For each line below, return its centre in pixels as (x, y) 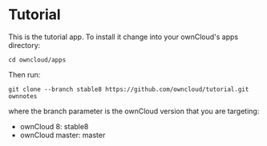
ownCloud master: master (63, 135)
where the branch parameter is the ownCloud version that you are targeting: (134, 111)
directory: (24, 45)
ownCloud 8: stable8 (54, 126)
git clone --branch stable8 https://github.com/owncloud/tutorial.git (129, 89)
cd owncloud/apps (37, 60)
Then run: (24, 74)
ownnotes (23, 96)
